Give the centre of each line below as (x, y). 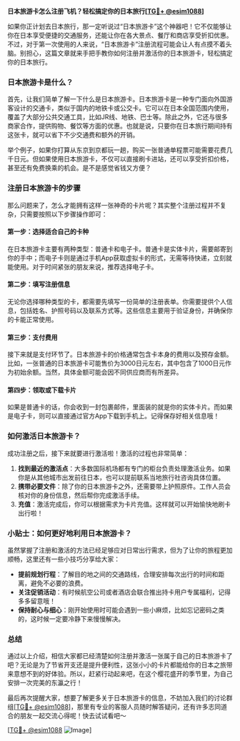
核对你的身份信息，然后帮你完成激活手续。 (80, 495)
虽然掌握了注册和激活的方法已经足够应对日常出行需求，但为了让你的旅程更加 (120, 550)
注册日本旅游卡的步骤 (44, 188)
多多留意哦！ (36, 601)
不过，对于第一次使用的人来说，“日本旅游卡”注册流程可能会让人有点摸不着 (117, 44)
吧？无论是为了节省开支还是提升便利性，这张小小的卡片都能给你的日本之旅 (117, 665)
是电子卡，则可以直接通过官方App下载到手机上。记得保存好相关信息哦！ (114, 416)
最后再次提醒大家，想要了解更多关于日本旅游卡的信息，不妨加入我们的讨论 (117, 698)
